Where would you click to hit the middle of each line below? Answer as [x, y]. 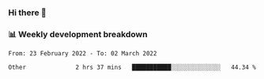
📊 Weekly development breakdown [78, 34]
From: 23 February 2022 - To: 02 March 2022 [83, 54]
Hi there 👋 [28, 13]
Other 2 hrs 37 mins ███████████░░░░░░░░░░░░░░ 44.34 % [132, 68]
